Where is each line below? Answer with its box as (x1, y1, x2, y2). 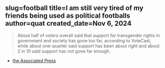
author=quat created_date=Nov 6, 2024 (5, 19, 132, 28)
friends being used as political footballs (5, 12, 130, 20)
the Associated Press (12, 58, 56, 64)
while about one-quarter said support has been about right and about (17, 43, 160, 49)
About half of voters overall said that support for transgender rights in (17, 32, 160, 38)
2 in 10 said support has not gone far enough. (17, 48, 111, 54)
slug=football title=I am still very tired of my (5, 4, 144, 12)
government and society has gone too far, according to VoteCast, (17, 37, 152, 43)
